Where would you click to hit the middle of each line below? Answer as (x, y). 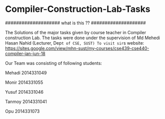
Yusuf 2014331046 (24, 92)
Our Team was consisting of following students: (54, 63)
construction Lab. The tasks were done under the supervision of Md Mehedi (83, 38)
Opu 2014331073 (22, 111)
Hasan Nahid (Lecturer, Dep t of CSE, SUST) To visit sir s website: (75, 43)
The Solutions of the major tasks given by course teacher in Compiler (76, 32)
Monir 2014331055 (24, 82)
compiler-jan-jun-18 (25, 54)
